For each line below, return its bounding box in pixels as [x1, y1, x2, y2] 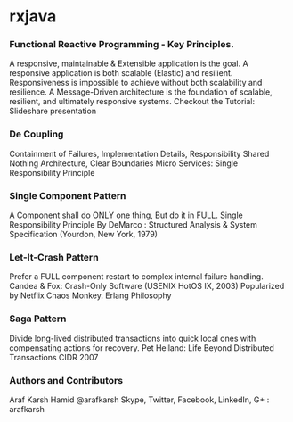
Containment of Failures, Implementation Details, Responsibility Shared [9, 148, 270, 159]
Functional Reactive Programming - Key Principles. [9, 38, 234, 51]
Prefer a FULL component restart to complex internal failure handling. [9, 271, 265, 282]
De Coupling [9, 128, 64, 140]
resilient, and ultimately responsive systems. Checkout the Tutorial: [9, 96, 256, 107]
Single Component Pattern [9, 189, 126, 202]
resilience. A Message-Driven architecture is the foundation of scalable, [9, 87, 273, 97]
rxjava [9, 6, 57, 27]
